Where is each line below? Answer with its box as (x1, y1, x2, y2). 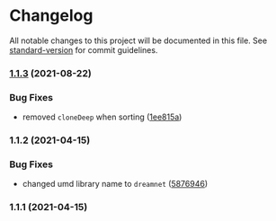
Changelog (9, 5, 93, 26)
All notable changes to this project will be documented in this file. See (9, 35, 268, 46)
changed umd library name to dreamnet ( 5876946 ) (22, 179, 209, 190)
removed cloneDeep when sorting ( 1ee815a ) (22, 111, 183, 122)
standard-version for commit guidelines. (9, 44, 158, 55)
